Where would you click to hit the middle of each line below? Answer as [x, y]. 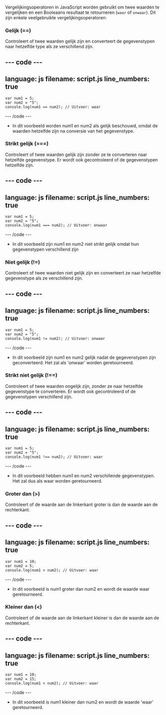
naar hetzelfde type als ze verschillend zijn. [49, 47]
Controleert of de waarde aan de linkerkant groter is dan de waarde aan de [82, 504]
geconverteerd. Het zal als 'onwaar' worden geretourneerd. [73, 362]
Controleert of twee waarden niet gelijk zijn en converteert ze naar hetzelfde [83, 273]
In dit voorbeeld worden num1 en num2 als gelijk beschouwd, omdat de [85, 125]
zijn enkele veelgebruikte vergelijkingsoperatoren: [56, 18]
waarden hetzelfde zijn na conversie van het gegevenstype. [73, 131]
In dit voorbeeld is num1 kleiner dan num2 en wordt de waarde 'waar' [83, 702]
